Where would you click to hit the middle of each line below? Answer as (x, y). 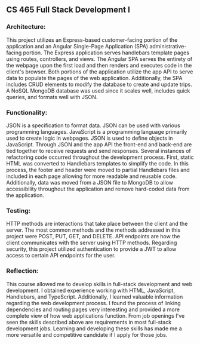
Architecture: (26, 27)
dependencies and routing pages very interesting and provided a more (93, 309)
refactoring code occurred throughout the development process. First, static (100, 157)
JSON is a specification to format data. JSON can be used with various (93, 125)
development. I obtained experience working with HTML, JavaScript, (90, 290)
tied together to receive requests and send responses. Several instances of (99, 150)
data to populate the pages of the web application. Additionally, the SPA (94, 78)
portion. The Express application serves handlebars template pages (106, 53)
